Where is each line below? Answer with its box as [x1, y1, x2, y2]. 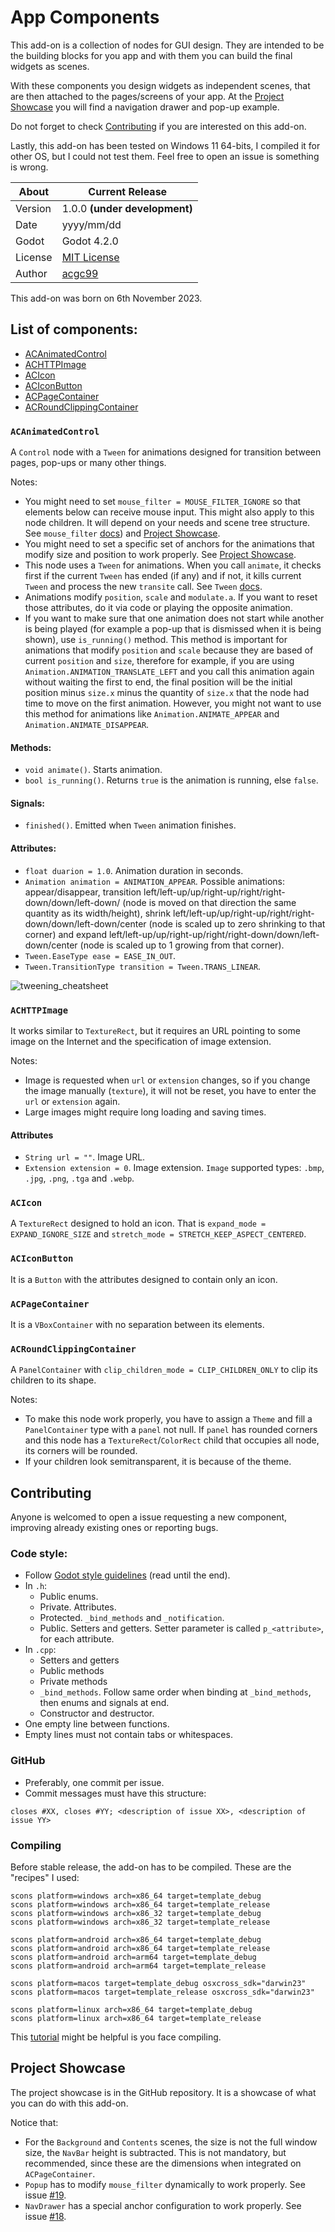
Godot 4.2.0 [61, 234, 119, 248]
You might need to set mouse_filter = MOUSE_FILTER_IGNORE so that [24, 496, 302, 508]
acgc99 [61, 266, 99, 280]
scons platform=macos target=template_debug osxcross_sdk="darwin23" [10, 1979, 307, 1989]
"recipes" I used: [10, 1872, 80, 1884]
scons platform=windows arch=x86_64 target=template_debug [10, 1891, 262, 1901]
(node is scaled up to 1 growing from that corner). [79, 939, 285, 951]
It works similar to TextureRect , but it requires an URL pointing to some [10, 1024, 301, 1036]
